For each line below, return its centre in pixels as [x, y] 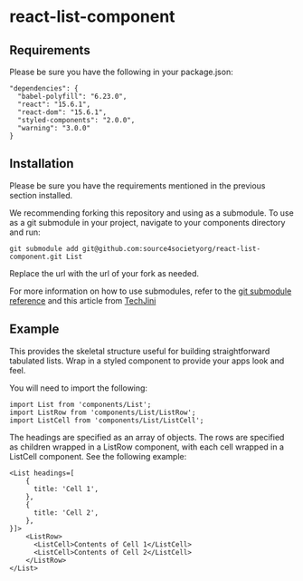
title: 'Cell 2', [66, 513]
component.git [36, 257]
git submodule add [44, 248]
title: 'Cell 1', [66, 489]
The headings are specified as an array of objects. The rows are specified [147, 437]
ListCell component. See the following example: [98, 456]
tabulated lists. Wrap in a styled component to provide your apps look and [147, 361]
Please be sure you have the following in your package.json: [121, 72]
